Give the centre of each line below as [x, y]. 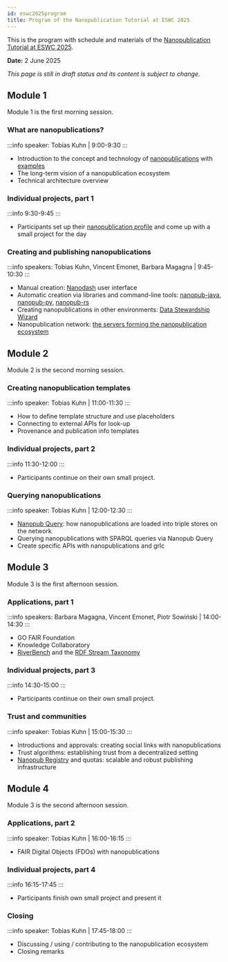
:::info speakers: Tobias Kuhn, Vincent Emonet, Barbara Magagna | [102, 267]
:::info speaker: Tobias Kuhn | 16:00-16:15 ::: [69, 838]
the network [34, 531]
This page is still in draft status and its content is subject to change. [104, 74]
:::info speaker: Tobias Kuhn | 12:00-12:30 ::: [70, 510]
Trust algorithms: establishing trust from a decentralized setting [107, 752]
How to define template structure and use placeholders [96, 416]
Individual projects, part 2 [51, 449]
